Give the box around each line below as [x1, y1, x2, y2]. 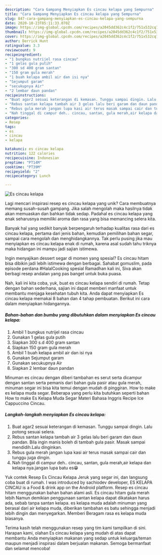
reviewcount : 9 [5, 48, 36, 52]
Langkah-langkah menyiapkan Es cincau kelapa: [5, 412, 106, 417]
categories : [5, 115, 29, 120]
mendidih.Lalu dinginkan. [12, 444, 62, 450]
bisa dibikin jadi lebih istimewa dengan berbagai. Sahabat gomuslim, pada [5, 260, 152, 267]
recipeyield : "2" [5, 169, 40, 174]
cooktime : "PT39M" [5, 164, 42, 170]
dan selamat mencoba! [5, 546, 51, 552]
